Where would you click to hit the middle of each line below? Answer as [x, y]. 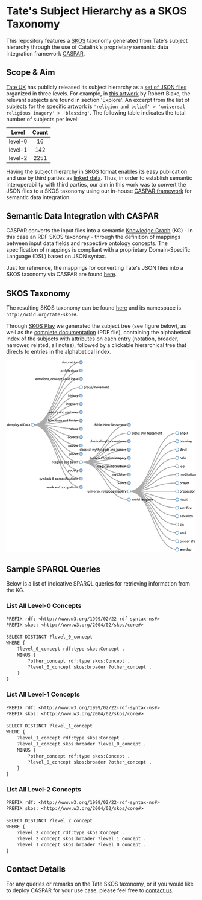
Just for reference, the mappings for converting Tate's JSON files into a [95, 268]
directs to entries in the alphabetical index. [59, 352]
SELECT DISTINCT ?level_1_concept [50, 726]
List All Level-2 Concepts [44, 789]
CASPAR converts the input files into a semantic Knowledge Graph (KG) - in [100, 231]
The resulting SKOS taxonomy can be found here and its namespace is [94, 308]
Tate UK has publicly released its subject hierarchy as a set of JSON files [96, 87]
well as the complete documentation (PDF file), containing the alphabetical [99, 333]
